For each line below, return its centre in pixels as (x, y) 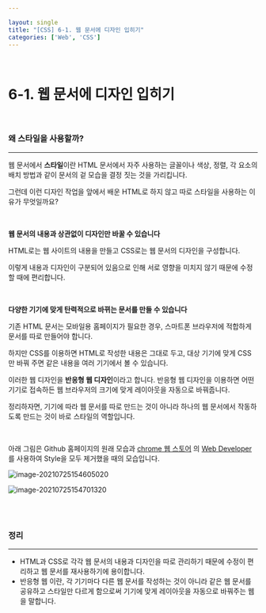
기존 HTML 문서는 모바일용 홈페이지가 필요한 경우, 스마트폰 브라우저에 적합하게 (130, 326)
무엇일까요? (41, 201)
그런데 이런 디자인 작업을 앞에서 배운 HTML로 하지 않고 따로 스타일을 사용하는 (128, 192)
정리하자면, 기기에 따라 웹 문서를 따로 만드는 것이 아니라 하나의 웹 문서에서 (122, 406)
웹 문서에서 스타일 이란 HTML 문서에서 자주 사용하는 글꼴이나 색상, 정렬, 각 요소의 (133, 165)
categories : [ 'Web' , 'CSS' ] (55, 37)
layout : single (33, 22)
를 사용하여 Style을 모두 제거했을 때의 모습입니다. (84, 458)
